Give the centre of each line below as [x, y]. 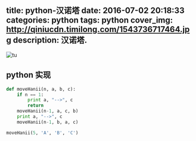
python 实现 [29, 75]
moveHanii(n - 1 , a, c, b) [48, 111]
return [36, 105]
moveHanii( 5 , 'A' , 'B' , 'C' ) [42, 133]
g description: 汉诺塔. [47, 40]
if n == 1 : [30, 94]
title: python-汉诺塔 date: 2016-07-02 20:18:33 [95, 11]
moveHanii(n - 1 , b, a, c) [48, 122]
